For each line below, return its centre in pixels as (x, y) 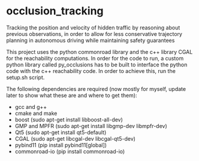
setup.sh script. (25, 77)
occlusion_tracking (55, 11)
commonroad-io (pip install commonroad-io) (70, 151)
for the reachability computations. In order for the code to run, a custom (95, 58)
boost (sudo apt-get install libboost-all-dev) (69, 119)
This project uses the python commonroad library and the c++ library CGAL (99, 51)
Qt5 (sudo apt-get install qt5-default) (61, 132)
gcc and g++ (31, 107)
